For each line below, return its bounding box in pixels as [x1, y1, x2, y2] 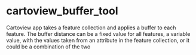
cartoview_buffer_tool [6, 4, 118, 18]
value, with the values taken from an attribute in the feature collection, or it [6, 36, 190, 44]
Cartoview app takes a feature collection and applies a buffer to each [6, 24, 176, 31]
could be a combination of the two [6, 43, 91, 50]
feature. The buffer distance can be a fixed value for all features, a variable [6, 30, 191, 37]
